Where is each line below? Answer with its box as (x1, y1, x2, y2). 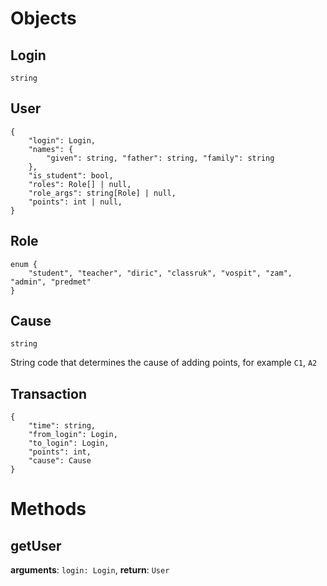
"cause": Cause (28, 456, 92, 466)
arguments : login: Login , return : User (10, 564, 170, 576)
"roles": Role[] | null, (28, 179, 132, 189)
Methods (10, 498, 87, 521)
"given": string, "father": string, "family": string (46, 153, 275, 163)
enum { (10, 259, 38, 269)
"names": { (28, 144, 74, 154)
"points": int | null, (28, 197, 123, 207)
